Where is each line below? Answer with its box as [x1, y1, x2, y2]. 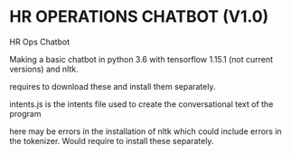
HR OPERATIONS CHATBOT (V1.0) [9, 6, 269, 27]
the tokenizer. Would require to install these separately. [9, 135, 214, 146]
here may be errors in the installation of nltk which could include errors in [9, 125, 282, 137]
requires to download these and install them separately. [9, 81, 216, 92]
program [9, 108, 42, 119]
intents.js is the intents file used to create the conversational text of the [9, 98, 274, 110]
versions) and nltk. [9, 63, 79, 74]
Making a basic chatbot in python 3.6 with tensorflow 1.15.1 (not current [9, 53, 274, 64]
